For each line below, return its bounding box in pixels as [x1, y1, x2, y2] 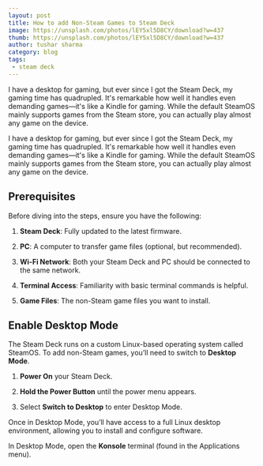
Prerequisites [8, 190, 76, 204]
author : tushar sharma [8, 41, 83, 49]
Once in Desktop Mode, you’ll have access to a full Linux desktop [8, 418, 221, 427]
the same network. [19, 265, 81, 275]
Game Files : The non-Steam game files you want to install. [19, 295, 211, 305]
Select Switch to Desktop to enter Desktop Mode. [19, 402, 183, 412]
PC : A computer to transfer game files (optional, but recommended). [19, 242, 242, 251]
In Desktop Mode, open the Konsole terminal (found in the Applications [8, 442, 240, 451]
